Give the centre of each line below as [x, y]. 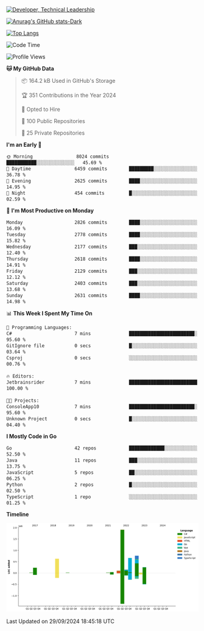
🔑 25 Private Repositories [53, 133]
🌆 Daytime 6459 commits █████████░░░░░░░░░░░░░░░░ [102, 169]
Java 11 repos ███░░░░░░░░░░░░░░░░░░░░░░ [102, 460]
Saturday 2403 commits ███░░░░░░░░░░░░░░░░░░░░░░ [102, 283]
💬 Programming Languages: [39, 328]
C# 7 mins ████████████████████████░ [102, 334]
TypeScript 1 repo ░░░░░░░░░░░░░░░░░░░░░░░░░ [102, 497]
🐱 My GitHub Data [30, 69]
